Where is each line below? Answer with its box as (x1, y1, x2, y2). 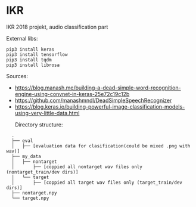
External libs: (6, 35, 38, 42)
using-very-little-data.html (14, 109, 80, 116)
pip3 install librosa (6, 62, 60, 68)
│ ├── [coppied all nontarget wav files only (11, 163, 143, 170)
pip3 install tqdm (6, 57, 52, 63)
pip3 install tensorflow (6, 51, 68, 57)
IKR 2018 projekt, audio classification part (6, 23, 108, 30)
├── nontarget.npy (11, 190, 58, 196)
